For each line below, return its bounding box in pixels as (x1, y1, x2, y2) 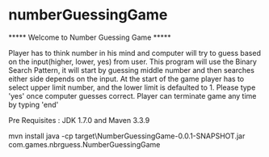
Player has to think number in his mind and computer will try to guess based (8, 48, 261, 57)
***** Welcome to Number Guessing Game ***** (8, 32, 171, 42)
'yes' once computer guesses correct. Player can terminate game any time (8, 91, 257, 100)
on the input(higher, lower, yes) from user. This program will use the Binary (8, 57, 257, 66)
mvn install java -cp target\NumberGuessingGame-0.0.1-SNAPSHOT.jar (8, 131, 246, 141)
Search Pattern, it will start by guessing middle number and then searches (8, 65, 254, 74)
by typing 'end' (8, 100, 59, 109)
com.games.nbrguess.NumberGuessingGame (8, 139, 161, 149)
